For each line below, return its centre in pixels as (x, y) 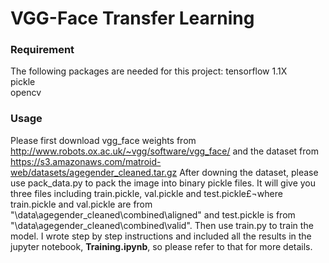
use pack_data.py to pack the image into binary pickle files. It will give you (163, 183)
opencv (26, 93)
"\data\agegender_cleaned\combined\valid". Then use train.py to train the (162, 225)
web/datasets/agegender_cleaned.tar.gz (94, 172)
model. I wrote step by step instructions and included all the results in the (161, 236)
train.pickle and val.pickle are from (81, 204)
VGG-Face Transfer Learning (132, 18)
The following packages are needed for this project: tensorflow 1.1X (149, 71)
